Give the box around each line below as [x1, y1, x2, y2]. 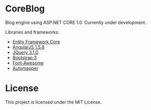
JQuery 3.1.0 [12, 49, 38, 55]
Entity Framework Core [12, 38, 60, 45]
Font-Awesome [12, 60, 44, 66]
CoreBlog [5, 3, 45, 14]
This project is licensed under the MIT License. [5, 99, 102, 105]
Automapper [12, 65, 38, 71]
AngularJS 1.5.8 [12, 44, 45, 50]
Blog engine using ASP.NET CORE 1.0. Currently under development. [5, 19, 146, 25]
